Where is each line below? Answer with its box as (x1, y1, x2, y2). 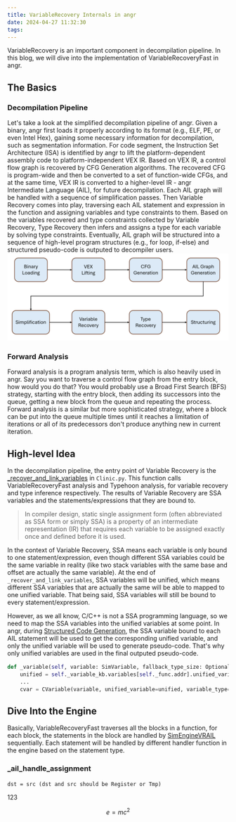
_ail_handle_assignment (7, 764, 91, 774)
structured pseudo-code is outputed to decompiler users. (7, 246, 174, 254)
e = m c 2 (105, 807, 131, 816)
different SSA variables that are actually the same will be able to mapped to (7, 583, 225, 592)
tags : (7, 26, 23, 33)
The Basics (7, 81, 58, 93)
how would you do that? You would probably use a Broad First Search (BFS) (7, 383, 227, 391)
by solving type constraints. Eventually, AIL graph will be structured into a (7, 230, 220, 239)
